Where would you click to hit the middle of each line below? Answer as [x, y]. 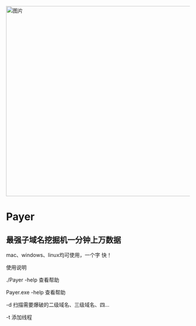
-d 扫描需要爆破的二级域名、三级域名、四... [58, 305]
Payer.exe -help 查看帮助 [36, 292]
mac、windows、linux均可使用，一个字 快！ [59, 255]
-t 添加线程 [19, 317]
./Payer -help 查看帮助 [33, 280]
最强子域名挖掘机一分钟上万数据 [64, 240]
